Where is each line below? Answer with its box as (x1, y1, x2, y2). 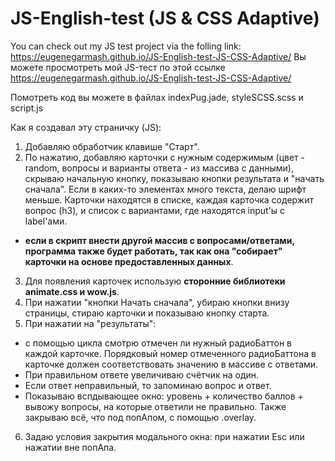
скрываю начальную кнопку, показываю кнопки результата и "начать (24, 172, 325, 184)
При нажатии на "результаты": (24, 317, 157, 329)
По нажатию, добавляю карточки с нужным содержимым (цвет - (24, 151, 305, 163)
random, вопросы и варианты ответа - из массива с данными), (24, 162, 295, 174)
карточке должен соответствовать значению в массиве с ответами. (24, 358, 319, 370)
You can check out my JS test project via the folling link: (10, 40, 242, 52)
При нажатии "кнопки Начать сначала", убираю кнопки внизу (24, 296, 290, 308)
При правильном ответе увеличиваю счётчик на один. (24, 368, 260, 381)
